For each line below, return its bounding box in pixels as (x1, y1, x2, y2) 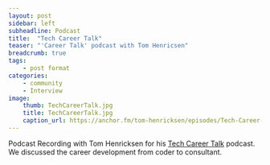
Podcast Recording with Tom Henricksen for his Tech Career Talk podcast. (8, 138, 256, 148)
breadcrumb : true (8, 49, 67, 57)
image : (8, 94, 31, 102)
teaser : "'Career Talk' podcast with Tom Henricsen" (8, 42, 189, 50)
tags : (8, 57, 27, 65)
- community (22, 79, 63, 87)
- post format (22, 64, 70, 72)
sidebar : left (8, 19, 56, 27)
